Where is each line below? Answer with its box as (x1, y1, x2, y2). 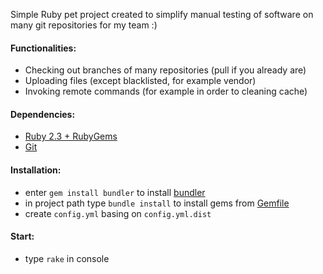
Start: (10, 230, 35, 243)
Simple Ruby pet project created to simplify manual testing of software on (10, 9, 314, 20)
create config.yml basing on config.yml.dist (24, 207, 212, 219)
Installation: (10, 164, 62, 176)
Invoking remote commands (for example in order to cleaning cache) (24, 85, 308, 98)
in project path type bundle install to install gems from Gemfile (24, 197, 290, 209)
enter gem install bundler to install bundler (24, 186, 206, 198)
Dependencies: (10, 108, 76, 120)
